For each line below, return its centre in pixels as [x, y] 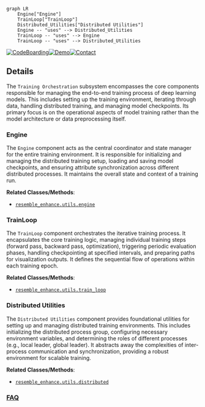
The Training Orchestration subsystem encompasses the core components [103, 86]
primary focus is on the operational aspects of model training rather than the [102, 112]
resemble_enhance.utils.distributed [62, 382]
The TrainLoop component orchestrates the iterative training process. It [96, 233]
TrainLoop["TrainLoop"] [48, 20]
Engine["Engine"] [39, 14]
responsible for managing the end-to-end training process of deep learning [101, 92]
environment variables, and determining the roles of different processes [97, 338]
